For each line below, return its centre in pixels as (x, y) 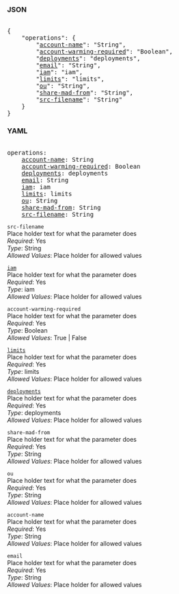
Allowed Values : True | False (47, 337)
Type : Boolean (27, 330)
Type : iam (21, 289)
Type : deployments (34, 412)
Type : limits (23, 371)
